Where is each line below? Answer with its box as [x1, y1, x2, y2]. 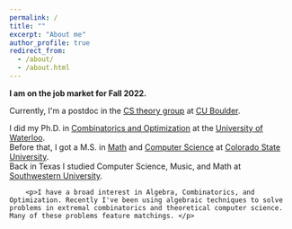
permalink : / [9, 13, 58, 22]
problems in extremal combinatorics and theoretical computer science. [9, 203, 283, 212]
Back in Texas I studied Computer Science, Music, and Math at [9, 161, 241, 172]
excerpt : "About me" [9, 30, 87, 39]
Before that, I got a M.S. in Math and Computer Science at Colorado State [9, 141, 281, 153]
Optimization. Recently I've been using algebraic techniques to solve [9, 195, 283, 205]
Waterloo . [9, 132, 46, 143]
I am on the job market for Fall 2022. [9, 87, 147, 99]
